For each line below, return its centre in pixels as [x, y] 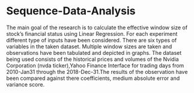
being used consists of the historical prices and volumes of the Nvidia [92, 59]
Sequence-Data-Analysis [71, 11]
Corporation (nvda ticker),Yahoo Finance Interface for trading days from [95, 65]
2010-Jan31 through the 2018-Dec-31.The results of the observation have [97, 72]
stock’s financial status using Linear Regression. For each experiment [92, 33]
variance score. [26, 84]
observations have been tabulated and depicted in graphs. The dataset [94, 52]
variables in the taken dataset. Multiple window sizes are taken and [89, 46]
